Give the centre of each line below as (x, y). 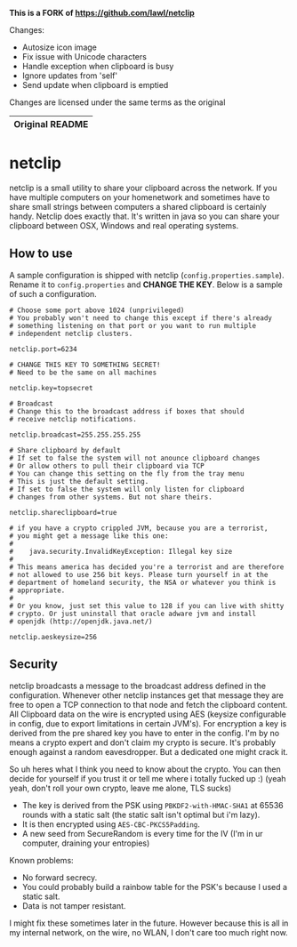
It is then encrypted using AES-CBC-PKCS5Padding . (111, 824)
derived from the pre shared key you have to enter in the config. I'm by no (144, 733)
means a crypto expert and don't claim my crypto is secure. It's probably (143, 742)
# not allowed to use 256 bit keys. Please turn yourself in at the (139, 574)
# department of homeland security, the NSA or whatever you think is (143, 582)
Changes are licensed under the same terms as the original (117, 102)
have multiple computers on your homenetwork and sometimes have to (140, 197)
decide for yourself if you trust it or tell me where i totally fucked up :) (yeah (148, 778)
